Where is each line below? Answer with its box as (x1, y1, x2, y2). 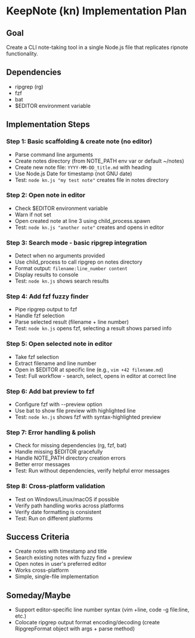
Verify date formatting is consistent (14, 508, 101, 515)
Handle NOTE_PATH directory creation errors (14, 454, 126, 462)
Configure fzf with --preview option (14, 401, 103, 408)
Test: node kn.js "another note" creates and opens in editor (14, 224, 165, 231)
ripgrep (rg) (14, 83, 44, 90)
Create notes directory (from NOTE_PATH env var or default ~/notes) (14, 157, 185, 165)
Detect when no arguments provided (14, 252, 106, 259)
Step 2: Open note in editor (6, 191, 86, 199)
